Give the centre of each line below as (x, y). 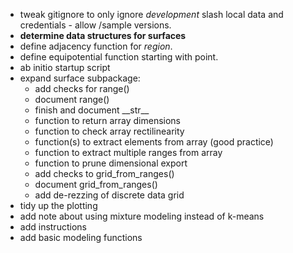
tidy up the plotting (58, 205)
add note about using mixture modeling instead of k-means (142, 216)
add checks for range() (82, 88)
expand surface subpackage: (80, 78)
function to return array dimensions (108, 120)
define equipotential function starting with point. (119, 57)
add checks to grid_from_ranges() (104, 173)
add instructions (53, 227)
